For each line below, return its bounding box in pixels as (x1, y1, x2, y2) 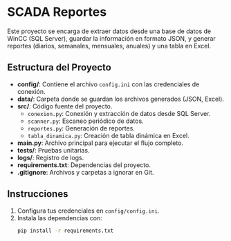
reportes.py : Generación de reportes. (27, 124, 135, 132)
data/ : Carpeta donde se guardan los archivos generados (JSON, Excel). (17, 95, 225, 103)
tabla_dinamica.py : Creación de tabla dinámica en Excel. (27, 131, 190, 139)
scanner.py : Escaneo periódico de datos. (27, 117, 144, 125)
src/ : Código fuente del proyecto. (17, 102, 113, 110)
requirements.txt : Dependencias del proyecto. (17, 160, 151, 169)
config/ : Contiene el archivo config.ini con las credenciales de (17, 80, 200, 88)
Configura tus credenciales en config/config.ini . (17, 206, 160, 215)
